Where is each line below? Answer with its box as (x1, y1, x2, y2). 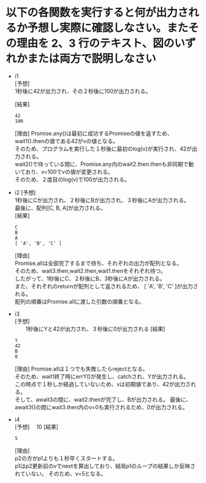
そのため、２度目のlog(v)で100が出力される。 (14, 176, 130, 183)
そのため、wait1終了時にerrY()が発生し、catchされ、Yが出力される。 (14, 372, 189, 380)
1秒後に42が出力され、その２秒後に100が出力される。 (14, 87, 151, 95)
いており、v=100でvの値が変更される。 (14, 168, 114, 175)
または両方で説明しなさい (27, 52, 157, 66)
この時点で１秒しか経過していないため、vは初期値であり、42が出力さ (14, 380, 191, 388)
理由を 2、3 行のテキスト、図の (17, 36, 175, 50)
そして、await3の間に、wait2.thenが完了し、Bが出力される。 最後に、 (14, 396, 191, 403)
